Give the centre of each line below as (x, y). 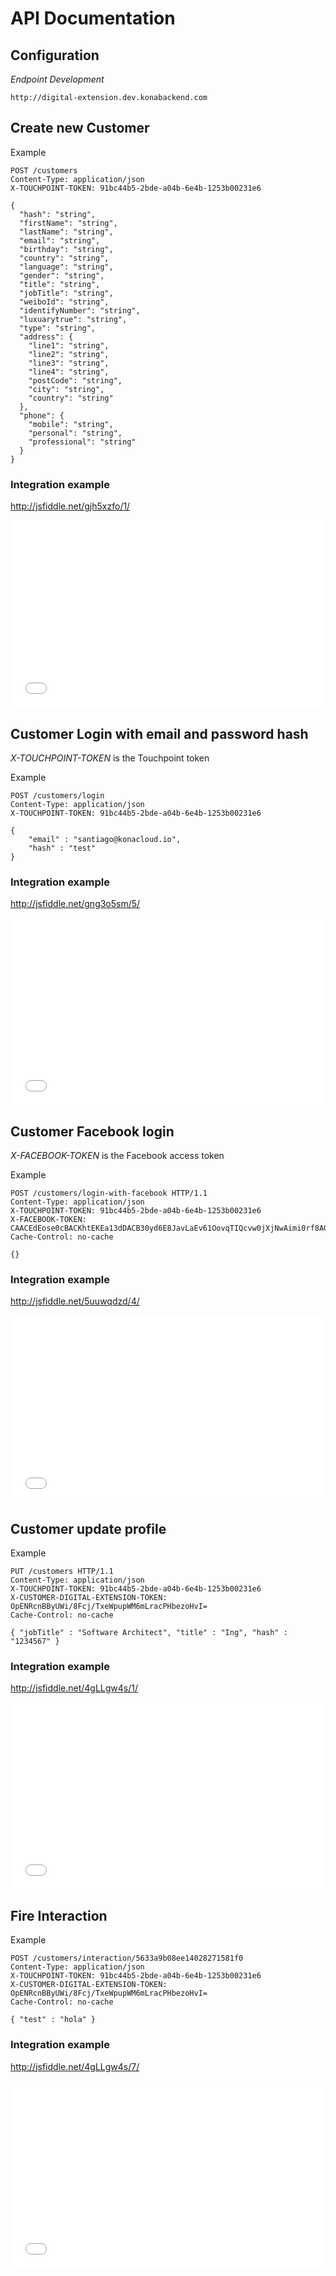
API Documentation (93, 18)
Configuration (55, 55)
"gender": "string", (62, 275)
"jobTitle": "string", (66, 293)
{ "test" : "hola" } (53, 2020)
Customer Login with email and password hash (159, 733)
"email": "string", (60, 240)
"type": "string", (58, 328)
